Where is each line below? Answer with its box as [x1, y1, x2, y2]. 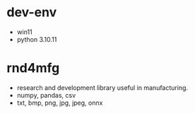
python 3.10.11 [16, 35, 57, 43]
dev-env [6, 4, 57, 21]
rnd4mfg [6, 60, 60, 76]
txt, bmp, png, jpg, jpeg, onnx [16, 98, 103, 107]
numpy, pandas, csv [16, 91, 76, 99]
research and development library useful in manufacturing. [16, 83, 189, 92]
